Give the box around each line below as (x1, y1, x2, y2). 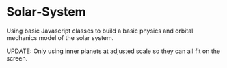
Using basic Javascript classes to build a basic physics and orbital (6, 27, 193, 35)
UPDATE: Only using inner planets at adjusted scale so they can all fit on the (6, 47, 220, 55)
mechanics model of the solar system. (6, 33, 114, 41)
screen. (6, 54, 28, 62)
